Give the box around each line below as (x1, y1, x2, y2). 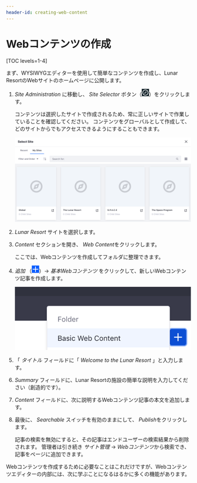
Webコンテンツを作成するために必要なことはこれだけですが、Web (6, 463, 167, 470)
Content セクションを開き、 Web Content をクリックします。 (14, 241, 160, 248)
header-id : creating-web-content (6, 9, 88, 15)
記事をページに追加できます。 (14, 451, 87, 458)
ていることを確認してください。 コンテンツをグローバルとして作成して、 (14, 118, 191, 125)
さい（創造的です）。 (14, 384, 64, 391)
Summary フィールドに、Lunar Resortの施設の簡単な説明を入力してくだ (14, 377, 189, 384)
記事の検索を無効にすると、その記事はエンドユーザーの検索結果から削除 (14, 436, 189, 443)
